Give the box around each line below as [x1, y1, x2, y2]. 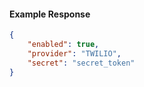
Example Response [9, 8, 91, 20]
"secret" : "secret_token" [27, 58, 136, 68]
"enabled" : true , [27, 40, 100, 50]
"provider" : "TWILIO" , [27, 48, 122, 59]
